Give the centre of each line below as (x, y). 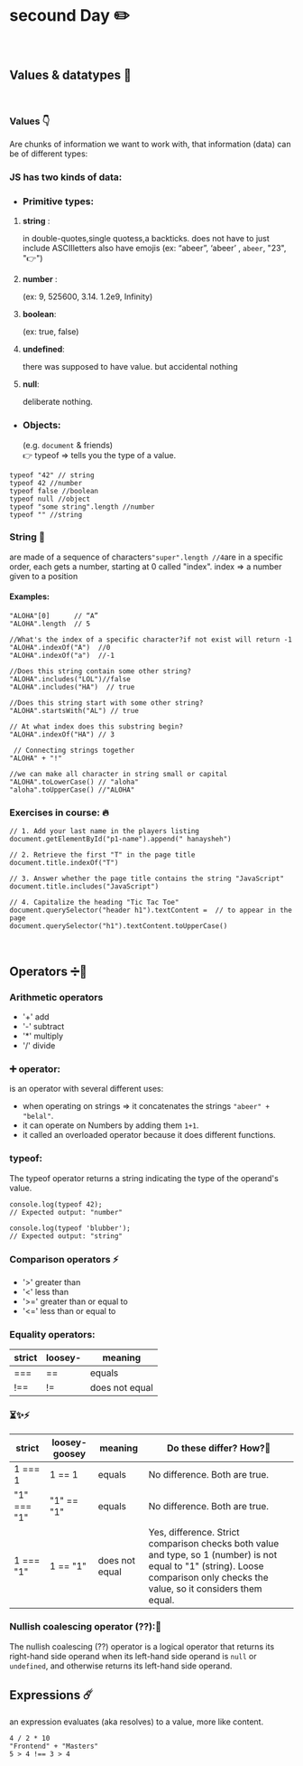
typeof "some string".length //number (82, 507)
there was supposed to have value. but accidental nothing (130, 367)
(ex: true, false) (50, 332)
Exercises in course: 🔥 (60, 813)
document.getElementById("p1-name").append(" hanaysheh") (120, 840)
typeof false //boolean (54, 491)
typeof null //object (50, 499)
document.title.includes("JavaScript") (84, 887)
